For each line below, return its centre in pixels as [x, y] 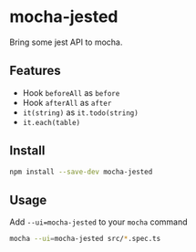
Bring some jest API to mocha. [66, 42]
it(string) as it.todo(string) [80, 112]
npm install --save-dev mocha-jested [81, 172]
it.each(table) [52, 122]
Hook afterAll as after [67, 102]
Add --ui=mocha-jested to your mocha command [99, 222]
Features [35, 71]
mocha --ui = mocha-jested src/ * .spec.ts [85, 239]
